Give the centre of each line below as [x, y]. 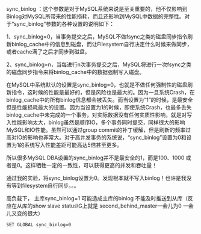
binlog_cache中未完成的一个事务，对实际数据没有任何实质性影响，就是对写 [99, 115]
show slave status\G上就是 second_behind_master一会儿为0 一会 [113, 206]
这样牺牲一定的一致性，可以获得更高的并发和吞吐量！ [91, 165]
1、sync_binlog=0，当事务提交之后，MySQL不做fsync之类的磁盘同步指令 [97, 37]
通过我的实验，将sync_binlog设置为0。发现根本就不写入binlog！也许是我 [96, 178]
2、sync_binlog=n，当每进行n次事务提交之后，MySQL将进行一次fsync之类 [99, 64]
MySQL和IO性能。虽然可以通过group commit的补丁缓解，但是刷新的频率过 [99, 130]
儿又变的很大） [25, 213]
